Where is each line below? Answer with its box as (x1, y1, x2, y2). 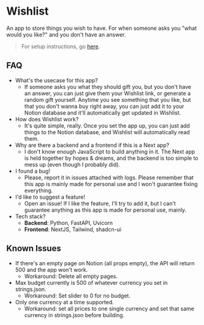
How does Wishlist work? (15, 115, 79, 123)
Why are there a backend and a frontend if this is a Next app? (15, 141, 169, 149)
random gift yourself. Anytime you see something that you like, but (24, 96, 191, 103)
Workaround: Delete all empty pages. (24, 273, 118, 280)
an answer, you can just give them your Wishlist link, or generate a (24, 90, 191, 97)
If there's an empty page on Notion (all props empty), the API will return (15, 259, 195, 266)
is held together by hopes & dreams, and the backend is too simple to (24, 154, 199, 162)
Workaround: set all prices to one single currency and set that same (24, 305, 195, 312)
